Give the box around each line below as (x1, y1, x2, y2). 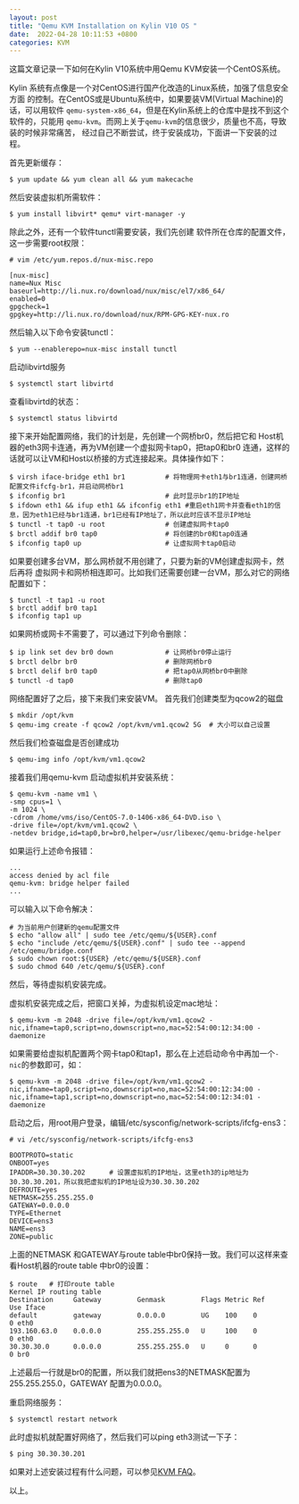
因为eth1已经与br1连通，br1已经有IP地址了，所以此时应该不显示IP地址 (21, 511, 252, 520)
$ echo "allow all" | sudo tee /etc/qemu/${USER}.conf (9, 931, 218, 940)
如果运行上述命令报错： (9, 846, 96, 856)
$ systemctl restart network (9, 1415, 118, 1425)
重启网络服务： (9, 1397, 64, 1408)
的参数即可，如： (21, 1059, 85, 1070)
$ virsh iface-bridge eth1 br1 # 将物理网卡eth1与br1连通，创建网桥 (9, 472, 288, 482)
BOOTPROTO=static (9, 1151, 74, 1160)
